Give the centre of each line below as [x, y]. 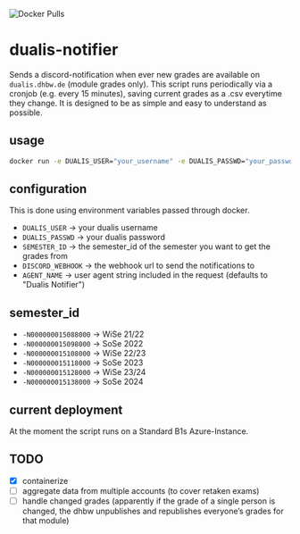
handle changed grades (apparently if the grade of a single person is [149, 501]
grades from [45, 256]
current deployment [66, 409]
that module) [46, 521]
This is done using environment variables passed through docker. [129, 211]
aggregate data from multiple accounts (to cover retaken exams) [141, 490]
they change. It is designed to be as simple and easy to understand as [138, 103]
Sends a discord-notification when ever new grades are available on [135, 74]
